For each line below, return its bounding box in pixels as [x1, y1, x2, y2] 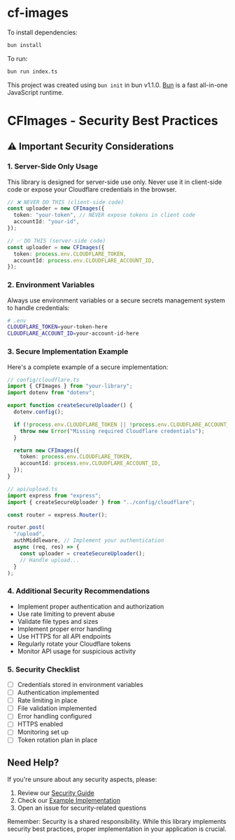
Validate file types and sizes [17, 617, 99, 625]
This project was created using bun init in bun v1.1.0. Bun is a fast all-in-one [7, 81, 228, 89]
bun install [7, 41, 42, 48]
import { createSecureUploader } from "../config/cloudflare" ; [7, 498, 196, 506]
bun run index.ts [7, 68, 58, 75]
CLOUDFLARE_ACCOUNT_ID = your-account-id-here [7, 330, 139, 338]
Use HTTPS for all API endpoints [17, 632, 111, 640]
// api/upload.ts [7, 486, 58, 493]
